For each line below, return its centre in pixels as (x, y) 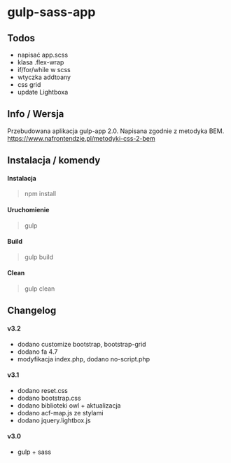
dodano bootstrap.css (49, 398)
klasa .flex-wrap (41, 62)
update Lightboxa (43, 92)
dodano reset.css (42, 390)
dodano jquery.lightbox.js (54, 420)
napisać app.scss (43, 55)
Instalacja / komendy (54, 161)
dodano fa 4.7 (37, 352)
